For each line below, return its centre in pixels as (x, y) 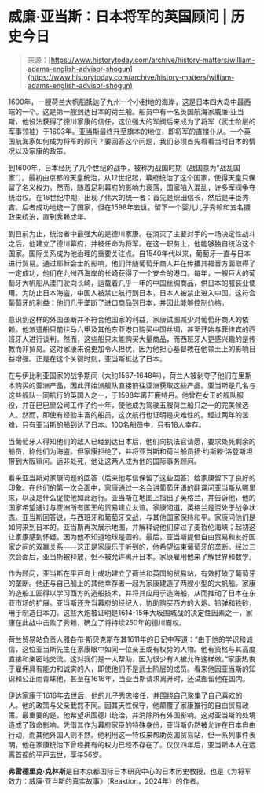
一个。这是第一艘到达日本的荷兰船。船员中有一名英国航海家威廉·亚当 (133, 111)
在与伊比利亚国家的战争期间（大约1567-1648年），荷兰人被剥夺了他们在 (123, 375)
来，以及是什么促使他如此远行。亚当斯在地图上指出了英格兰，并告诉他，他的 (132, 497)
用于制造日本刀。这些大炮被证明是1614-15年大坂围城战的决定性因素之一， (127, 613)
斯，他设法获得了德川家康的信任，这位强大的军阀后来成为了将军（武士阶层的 (132, 121)
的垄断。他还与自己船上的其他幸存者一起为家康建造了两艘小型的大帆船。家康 (132, 583)
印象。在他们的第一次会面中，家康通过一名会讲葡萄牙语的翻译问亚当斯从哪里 (132, 487)
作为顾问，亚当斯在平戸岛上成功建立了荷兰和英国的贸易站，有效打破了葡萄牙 (132, 573)
